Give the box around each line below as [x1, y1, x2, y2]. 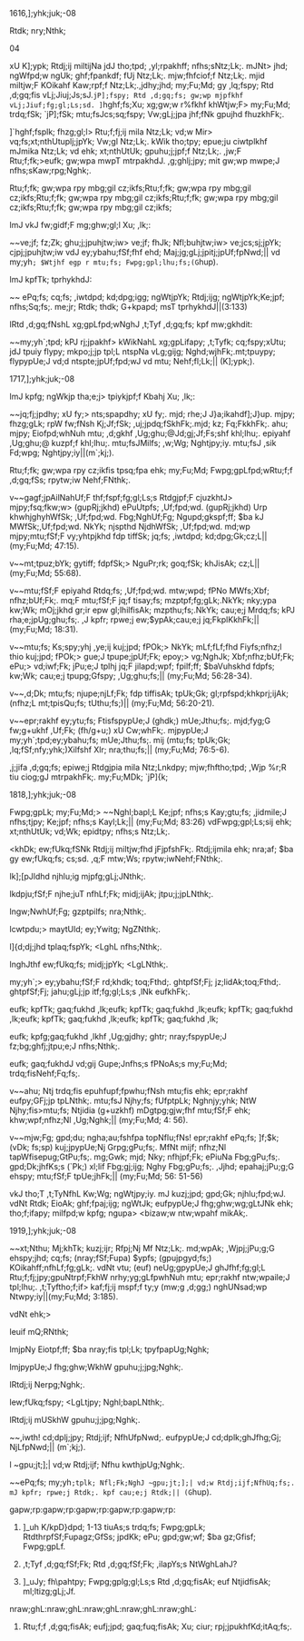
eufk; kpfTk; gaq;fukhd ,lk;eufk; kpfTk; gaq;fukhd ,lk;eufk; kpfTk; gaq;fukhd [9, 1004, 293, 1014]
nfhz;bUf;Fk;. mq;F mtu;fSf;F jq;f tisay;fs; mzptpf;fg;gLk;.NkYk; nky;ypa [9, 595, 277, 605]
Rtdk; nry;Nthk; [9, 25, 66, 35]
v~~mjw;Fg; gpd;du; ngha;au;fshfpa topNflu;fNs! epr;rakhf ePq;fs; [9, 1132, 257, 1143]
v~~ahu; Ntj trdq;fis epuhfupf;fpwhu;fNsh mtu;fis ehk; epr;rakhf [9, 1086, 248, 1096]
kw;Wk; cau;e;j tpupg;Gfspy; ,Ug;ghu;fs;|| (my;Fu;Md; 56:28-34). [9, 671, 252, 681]
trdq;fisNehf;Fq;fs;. [9, 1068, 81, 1079]
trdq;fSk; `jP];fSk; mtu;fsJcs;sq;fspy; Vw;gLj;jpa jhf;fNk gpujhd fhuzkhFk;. [9, 109, 285, 119]
